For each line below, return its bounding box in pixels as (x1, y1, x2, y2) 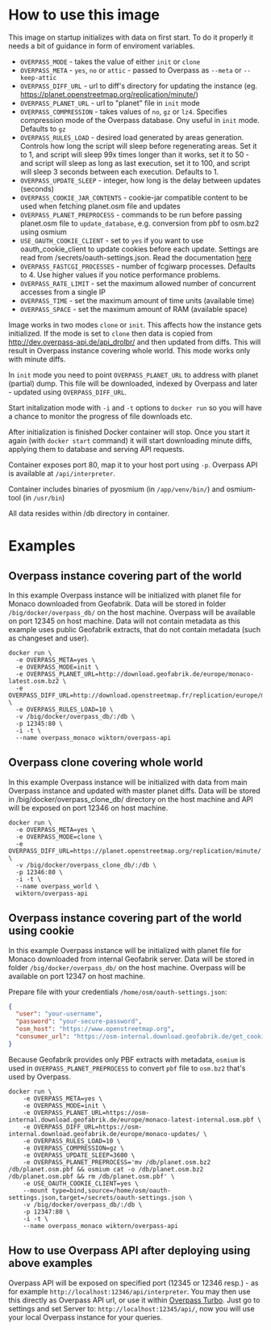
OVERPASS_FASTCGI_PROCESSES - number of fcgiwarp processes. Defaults (19, 261, 256, 271)
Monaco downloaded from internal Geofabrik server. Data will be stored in (8, 954, 255, 964)
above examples (8, 1256, 93, 1270)
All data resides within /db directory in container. (8, 508, 170, 518)
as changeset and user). (8, 633, 90, 643)
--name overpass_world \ (15, 882, 99, 890)
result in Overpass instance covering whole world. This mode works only (8, 345, 251, 355)
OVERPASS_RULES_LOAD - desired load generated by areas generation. (19, 132, 244, 142)
